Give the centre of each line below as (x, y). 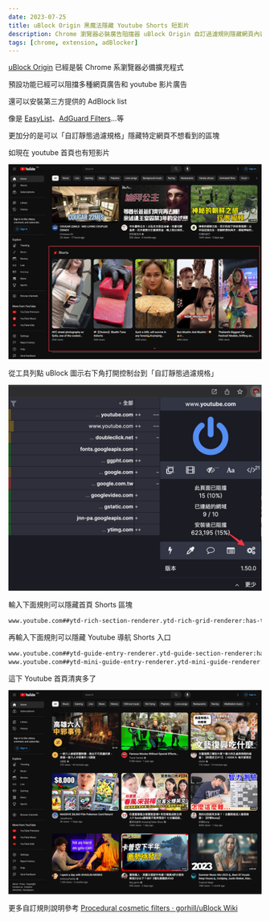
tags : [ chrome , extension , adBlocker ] (73, 43)
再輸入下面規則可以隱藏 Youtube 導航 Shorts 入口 (90, 637)
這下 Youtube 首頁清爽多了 (52, 678)
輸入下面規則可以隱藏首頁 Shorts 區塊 (70, 605)
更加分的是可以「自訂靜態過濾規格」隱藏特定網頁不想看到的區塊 (114, 136)
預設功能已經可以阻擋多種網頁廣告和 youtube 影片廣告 (98, 84)
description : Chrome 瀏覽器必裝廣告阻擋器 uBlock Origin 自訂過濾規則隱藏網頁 (131, 34)
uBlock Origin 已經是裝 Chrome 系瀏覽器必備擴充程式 (96, 68)
